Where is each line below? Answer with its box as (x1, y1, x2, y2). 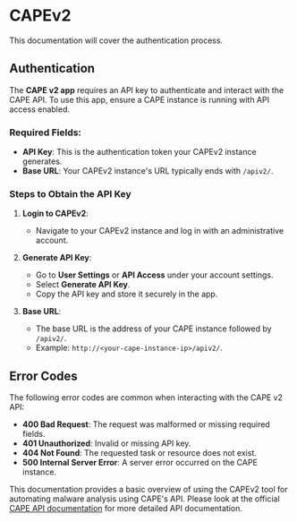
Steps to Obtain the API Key (9, 187, 132, 200)
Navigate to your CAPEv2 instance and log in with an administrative (35, 226, 284, 236)
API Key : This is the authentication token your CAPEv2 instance (21, 147, 257, 158)
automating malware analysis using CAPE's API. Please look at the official (9, 493, 280, 504)
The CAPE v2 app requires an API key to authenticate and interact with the (9, 84, 284, 95)
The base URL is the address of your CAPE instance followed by (35, 323, 272, 334)
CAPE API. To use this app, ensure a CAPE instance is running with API (9, 94, 270, 105)
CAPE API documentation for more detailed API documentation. (9, 503, 243, 514)
